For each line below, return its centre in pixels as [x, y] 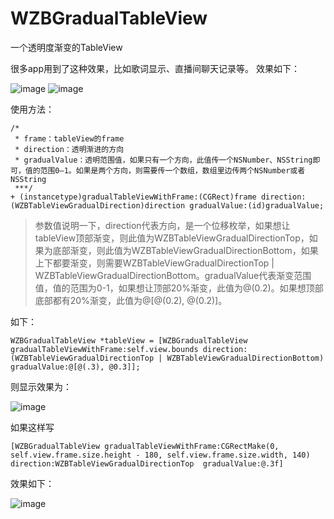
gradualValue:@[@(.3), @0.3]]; [75, 367]
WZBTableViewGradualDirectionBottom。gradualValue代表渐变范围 [173, 275]
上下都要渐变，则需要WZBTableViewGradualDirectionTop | [154, 263]
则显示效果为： [41, 386]
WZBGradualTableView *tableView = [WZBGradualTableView [129, 340]
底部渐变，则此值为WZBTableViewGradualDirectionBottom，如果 [185, 250]
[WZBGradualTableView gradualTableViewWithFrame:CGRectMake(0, [145, 446]
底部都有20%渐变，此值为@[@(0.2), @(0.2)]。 [131, 300]
